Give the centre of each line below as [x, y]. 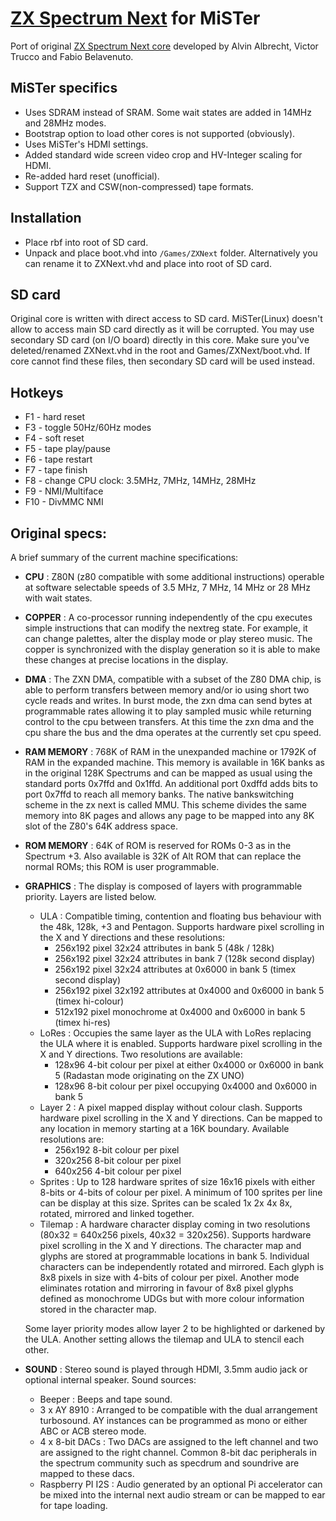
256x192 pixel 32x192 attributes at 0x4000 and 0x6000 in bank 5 [189, 990]
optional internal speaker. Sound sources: [110, 1380]
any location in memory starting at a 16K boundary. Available [164, 1128]
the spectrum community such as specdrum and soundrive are [169, 1463]
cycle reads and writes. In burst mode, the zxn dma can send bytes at [168, 700]
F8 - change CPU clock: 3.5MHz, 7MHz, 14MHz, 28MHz [140, 481]
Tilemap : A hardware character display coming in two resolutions [175, 1224]
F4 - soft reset [54, 438]
